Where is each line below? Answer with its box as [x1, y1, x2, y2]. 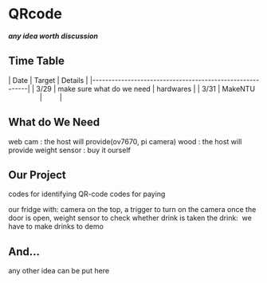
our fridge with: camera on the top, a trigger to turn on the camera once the [8, 205, 257, 214]
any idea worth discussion [8, 31, 98, 41]
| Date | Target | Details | [8, 75, 89, 85]
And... [8, 245, 41, 258]
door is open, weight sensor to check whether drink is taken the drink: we [8, 213, 253, 223]
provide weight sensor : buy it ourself [8, 145, 132, 155]
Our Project [8, 168, 66, 182]
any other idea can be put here [8, 266, 110, 276]
